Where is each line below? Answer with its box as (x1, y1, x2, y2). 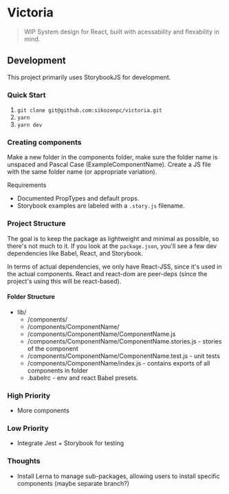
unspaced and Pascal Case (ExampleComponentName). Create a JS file (7, 160, 212, 169)
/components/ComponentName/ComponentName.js (27, 330, 176, 338)
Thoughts (7, 456, 41, 466)
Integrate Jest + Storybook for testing (17, 439, 124, 447)
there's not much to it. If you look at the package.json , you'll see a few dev (7, 242, 217, 250)
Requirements (7, 181, 47, 190)
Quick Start (7, 90, 46, 100)
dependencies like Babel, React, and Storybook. (7, 249, 143, 257)
